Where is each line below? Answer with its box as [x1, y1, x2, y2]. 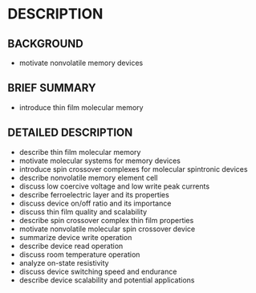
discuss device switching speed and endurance [18, 267, 177, 276]
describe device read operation [18, 241, 124, 250]
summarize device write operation [18, 232, 132, 242]
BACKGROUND [7, 37, 83, 51]
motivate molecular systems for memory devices [18, 156, 181, 165]
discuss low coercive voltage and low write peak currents [18, 181, 210, 191]
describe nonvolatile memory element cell [18, 173, 158, 182]
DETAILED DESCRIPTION [7, 126, 133, 140]
